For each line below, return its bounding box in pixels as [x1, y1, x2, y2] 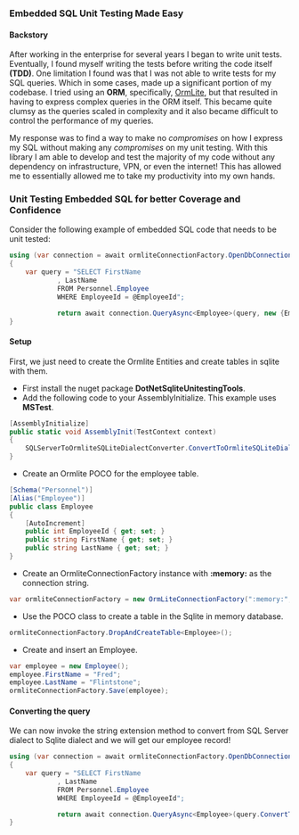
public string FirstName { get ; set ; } [25, 535, 174, 544]
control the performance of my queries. [9, 115, 154, 127]
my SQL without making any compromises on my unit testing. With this [9, 142, 269, 153]
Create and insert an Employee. [21, 644, 138, 655]
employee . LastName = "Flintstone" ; [9, 678, 141, 687]
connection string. [21, 577, 90, 588]
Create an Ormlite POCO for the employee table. [21, 468, 199, 479]
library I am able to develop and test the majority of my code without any [9, 152, 276, 162]
